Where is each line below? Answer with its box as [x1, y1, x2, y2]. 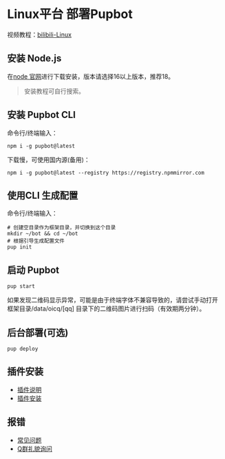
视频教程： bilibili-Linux [7, 30, 72, 39]
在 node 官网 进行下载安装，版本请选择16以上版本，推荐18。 [7, 72, 175, 80]
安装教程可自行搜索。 [23, 87, 85, 95]
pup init [7, 244, 32, 251]
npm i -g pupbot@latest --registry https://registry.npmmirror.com [7, 169, 205, 176]
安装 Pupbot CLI [7, 109, 76, 121]
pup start [7, 283, 36, 290]
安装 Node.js [7, 52, 62, 64]
